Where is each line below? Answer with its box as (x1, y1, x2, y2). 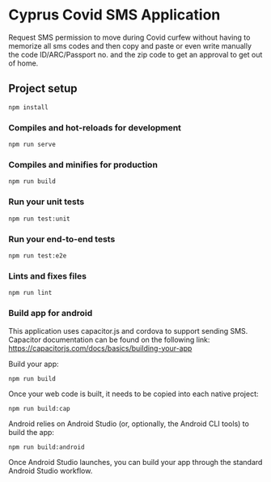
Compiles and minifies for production (8, 159, 158, 170)
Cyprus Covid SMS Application (8, 6, 221, 24)
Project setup (8, 82, 78, 96)
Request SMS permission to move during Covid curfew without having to (8, 32, 251, 42)
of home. (8, 58, 39, 68)
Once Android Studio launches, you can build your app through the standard (8, 457, 263, 467)
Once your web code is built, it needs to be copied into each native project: (8, 389, 259, 399)
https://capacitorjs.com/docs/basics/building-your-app (8, 343, 193, 353)
